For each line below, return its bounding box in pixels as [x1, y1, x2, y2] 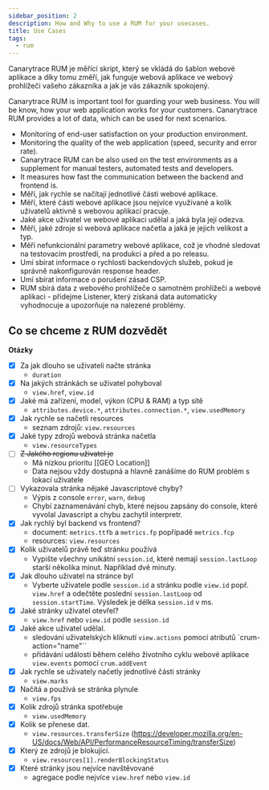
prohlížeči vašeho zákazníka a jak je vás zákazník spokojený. [8, 81, 210, 91]
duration [31, 371, 62, 379]
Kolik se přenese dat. [19, 719, 90, 729]
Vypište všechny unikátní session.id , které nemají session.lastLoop [31, 553, 258, 564]
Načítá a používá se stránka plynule [19, 684, 139, 693]
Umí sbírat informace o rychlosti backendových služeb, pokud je [19, 258, 234, 267]
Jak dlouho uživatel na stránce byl [19, 571, 134, 581]
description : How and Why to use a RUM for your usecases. [8, 19, 210, 27]
